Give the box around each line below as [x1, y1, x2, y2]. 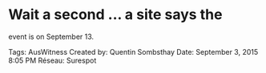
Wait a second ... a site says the [8, 6, 223, 24]
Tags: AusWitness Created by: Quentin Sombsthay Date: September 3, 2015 [8, 47, 259, 56]
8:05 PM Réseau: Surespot [8, 56, 97, 65]
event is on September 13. [8, 32, 95, 41]
